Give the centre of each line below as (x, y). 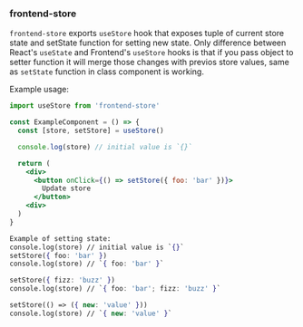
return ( (34, 163)
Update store (67, 188)
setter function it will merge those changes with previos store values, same (150, 63)
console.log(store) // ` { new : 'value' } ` (91, 313)
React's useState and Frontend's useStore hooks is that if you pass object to (151, 53)
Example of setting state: (60, 238)
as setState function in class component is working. (107, 72)
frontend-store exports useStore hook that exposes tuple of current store (147, 34)
